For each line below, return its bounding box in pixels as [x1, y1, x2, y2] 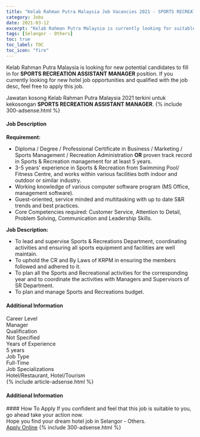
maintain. [14, 250, 37, 257]
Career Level [6, 315, 37, 322]
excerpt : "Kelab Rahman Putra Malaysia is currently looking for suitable [6, 25, 196, 32]
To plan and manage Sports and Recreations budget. [14, 288, 145, 295]
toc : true [6, 36, 31, 42]
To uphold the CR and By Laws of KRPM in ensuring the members [14, 256, 176, 263]
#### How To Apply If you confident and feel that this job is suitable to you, [6, 405, 192, 412]
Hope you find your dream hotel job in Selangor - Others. [6, 417, 146, 425]
